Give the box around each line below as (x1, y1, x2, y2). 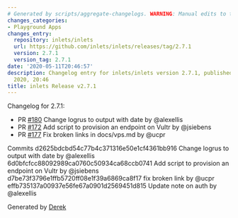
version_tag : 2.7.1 (13, 56, 72, 63)
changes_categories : (7, 17, 69, 24)
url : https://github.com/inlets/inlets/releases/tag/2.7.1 (13, 43, 192, 50)
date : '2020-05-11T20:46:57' (7, 63, 93, 70)
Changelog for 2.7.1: (7, 102, 65, 110)
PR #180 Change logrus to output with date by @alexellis (17, 116, 183, 124)
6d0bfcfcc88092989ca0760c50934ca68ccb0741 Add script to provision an (7, 159, 229, 168)
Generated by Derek (7, 202, 67, 212)
